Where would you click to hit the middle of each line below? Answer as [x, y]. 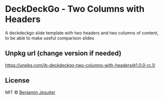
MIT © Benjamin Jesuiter [30, 92]
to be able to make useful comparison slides [50, 38]
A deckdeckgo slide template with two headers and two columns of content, [82, 33]
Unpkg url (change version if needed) [63, 53]
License [17, 81]
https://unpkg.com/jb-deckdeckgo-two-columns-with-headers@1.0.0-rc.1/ [80, 65]
